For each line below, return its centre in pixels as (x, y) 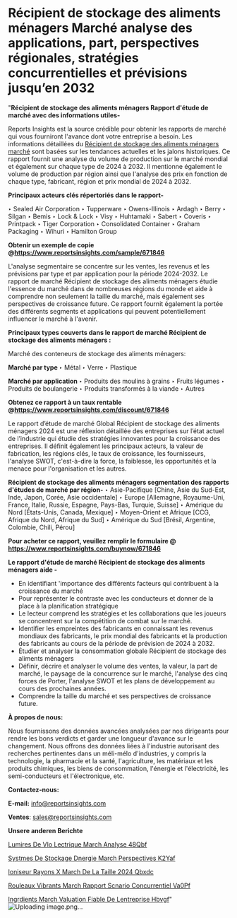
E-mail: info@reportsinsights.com (57, 803)
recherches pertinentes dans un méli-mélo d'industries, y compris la (107, 753)
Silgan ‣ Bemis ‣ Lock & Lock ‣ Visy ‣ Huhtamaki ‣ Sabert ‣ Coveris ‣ (110, 216)
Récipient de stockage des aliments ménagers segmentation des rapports (119, 482)
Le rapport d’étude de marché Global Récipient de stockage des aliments (114, 423)
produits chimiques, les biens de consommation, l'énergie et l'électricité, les (118, 768)
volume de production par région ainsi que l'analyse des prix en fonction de (118, 174)
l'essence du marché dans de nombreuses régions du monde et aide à (110, 288)
